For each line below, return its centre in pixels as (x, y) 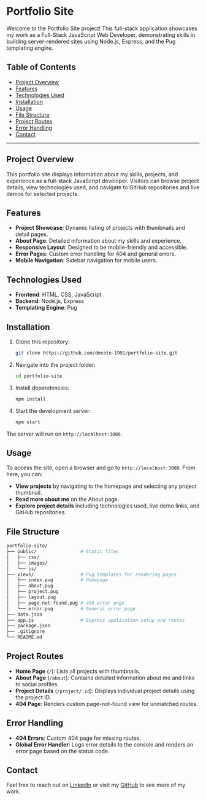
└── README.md (25, 637)
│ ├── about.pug (30, 586)
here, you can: (25, 474)
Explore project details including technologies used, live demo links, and (107, 506)
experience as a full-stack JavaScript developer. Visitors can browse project (103, 181)
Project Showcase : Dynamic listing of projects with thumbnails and (100, 228)
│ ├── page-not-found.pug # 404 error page (65, 603)
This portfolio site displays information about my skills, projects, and (92, 174)
